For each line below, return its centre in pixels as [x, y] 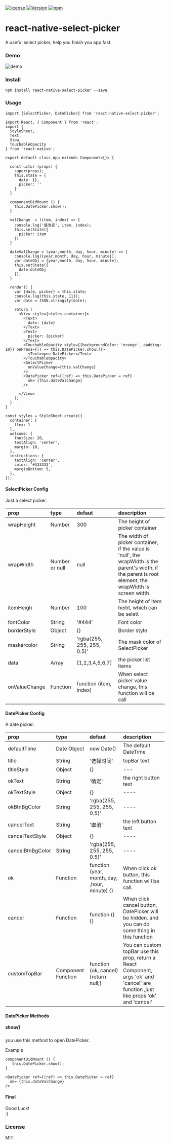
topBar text [136, 761]
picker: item [32, 234]
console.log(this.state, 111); [47, 296]
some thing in [139, 931]
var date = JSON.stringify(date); [51, 301]
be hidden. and [141, 918]
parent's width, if [138, 568]
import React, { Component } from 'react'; [52, 122]
